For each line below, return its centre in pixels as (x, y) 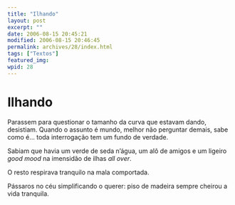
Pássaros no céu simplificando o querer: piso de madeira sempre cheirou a (117, 186)
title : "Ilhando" (33, 14)
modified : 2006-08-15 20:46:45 (54, 41)
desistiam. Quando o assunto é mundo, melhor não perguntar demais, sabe (118, 130)
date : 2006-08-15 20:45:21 (47, 34)
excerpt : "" (25, 27)
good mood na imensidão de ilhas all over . (69, 158)
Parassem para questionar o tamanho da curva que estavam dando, (107, 122)
